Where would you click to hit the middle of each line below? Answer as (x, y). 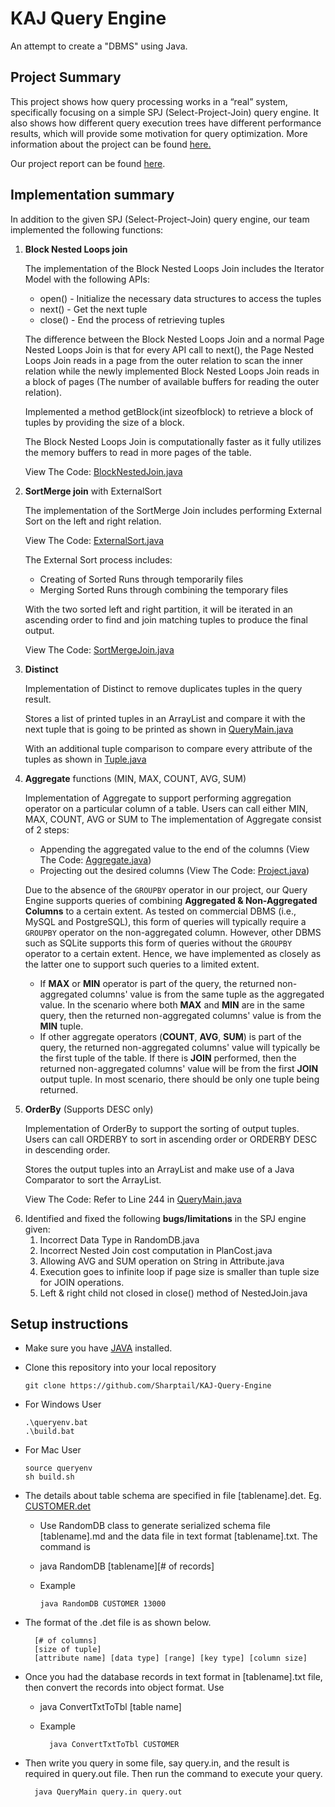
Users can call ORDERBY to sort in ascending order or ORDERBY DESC (171, 1139)
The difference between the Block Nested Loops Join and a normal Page (174, 339)
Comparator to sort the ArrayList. (93, 1179)
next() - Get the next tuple (93, 309)
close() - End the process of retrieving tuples (132, 319)
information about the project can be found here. (111, 144)
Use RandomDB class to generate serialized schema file (155, 1526)
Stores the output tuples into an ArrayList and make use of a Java (159, 1169)
